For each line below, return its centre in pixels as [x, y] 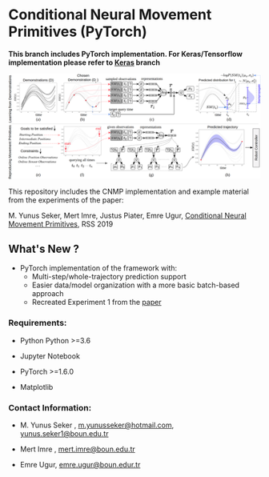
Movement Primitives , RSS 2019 [61, 224]
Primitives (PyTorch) [78, 32]
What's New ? [44, 249]
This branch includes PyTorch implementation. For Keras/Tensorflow [125, 54]
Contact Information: [50, 407]
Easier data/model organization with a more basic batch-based [136, 285]
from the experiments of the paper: [66, 200]
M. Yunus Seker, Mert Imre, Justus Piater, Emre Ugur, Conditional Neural [127, 215]
